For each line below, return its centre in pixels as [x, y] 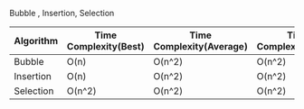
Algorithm [36, 41]
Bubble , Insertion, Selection [62, 13]
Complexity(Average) [201, 46]
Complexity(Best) [105, 46]
